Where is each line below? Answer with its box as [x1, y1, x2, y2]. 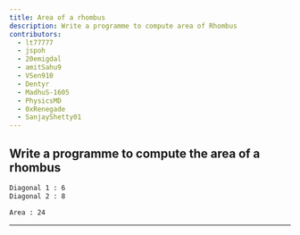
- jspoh [17, 46, 46, 55]
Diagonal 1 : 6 [9, 183, 66, 192]
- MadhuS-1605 [17, 88, 70, 97]
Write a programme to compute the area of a [9, 146, 261, 161]
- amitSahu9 [17, 63, 62, 72]
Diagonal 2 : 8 [9, 191, 66, 201]
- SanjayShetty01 [17, 113, 82, 122]
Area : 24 [9, 207, 46, 217]
